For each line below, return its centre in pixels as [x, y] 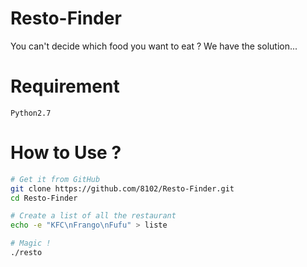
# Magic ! [31, 243]
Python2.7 [31, 113]
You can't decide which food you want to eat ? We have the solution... [154, 46]
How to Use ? [66, 153]
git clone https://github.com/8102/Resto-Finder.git [122, 188]
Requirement [65, 86]
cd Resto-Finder [44, 198]
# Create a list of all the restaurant [93, 216]
